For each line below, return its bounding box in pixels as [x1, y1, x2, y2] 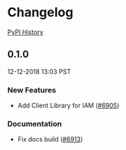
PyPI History [7, 28, 44, 36]
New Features [7, 85, 57, 95]
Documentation [7, 119, 62, 129]
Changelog [7, 4, 74, 21]
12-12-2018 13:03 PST [7, 67, 71, 75]
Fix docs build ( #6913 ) [17, 135, 84, 144]
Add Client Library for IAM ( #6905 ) [17, 101, 120, 110]
